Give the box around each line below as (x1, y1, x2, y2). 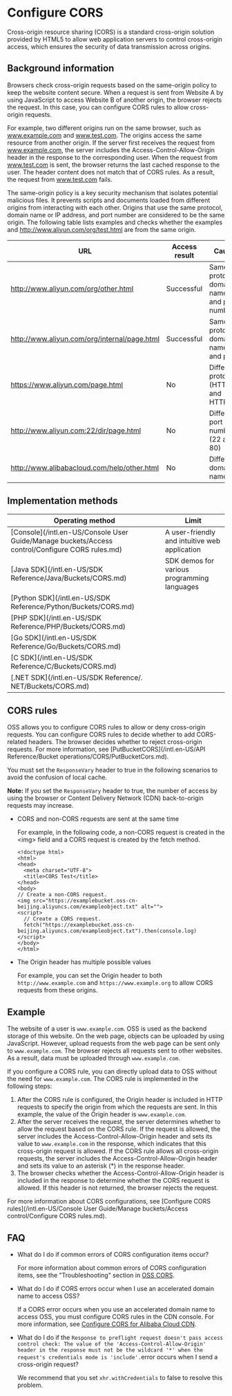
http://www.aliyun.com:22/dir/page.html (10, 426, 142, 435)
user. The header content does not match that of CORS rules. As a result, (7, 167, 215, 176)
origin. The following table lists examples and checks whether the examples (7, 218, 223, 226)
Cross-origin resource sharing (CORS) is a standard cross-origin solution (7, 28, 215, 36)
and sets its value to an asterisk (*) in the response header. (17, 1161, 185, 1170)
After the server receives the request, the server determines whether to (17, 1118, 221, 1126)
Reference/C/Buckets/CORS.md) (10, 661, 117, 671)
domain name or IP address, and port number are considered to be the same (7, 210, 225, 219)
